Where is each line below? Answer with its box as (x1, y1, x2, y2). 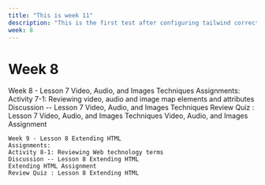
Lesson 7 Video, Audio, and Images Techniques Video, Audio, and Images (8, 111, 248, 120)
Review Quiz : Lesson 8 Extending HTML (8, 169, 140, 177)
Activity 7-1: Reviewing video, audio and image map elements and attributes (8, 94, 255, 104)
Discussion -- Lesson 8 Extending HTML (8, 155, 140, 164)
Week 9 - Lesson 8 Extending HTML (8, 135, 122, 142)
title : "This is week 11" (8, 11, 93, 20)
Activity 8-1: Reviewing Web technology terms (8, 149, 164, 157)
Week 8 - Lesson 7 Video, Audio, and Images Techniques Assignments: (8, 86, 241, 95)
